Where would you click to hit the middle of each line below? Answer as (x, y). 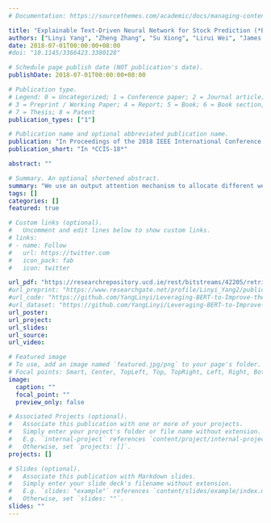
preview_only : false (50, 402)
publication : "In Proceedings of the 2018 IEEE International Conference (135, 142)
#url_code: (27, 298)
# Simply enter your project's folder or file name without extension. (135, 432)
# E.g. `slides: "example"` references (79, 492)
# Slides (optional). (45, 469)
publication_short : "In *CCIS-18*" (68, 149)
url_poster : (28, 312)
